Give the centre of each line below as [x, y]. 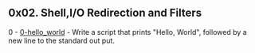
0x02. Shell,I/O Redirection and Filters [105, 13]
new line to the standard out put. [62, 40]
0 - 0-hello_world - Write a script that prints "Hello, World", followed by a [127, 32]
